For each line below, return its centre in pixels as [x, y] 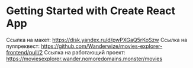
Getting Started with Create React [91, 11]
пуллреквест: [23, 46]
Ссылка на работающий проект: [85, 52]
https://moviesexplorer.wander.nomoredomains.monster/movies [84, 59]
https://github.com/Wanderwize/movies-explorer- [102, 46]
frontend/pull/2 [25, 52]
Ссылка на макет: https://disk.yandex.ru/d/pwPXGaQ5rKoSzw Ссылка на [97, 40]
